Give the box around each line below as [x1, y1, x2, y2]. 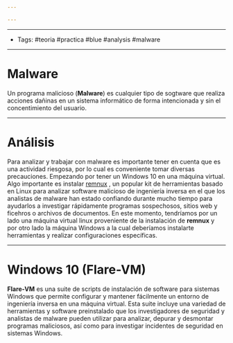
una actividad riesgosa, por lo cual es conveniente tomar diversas [7, 164, 196, 173]
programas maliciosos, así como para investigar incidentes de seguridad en [7, 322, 223, 330]
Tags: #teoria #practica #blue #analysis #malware [17, 35, 161, 44]
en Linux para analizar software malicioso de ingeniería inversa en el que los [7, 186, 225, 195]
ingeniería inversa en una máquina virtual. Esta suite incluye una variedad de [7, 299, 227, 308]
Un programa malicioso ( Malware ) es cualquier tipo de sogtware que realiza [7, 89, 225, 97]
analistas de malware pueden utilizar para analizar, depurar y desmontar [7, 314, 214, 322]
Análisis [7, 134, 55, 150]
